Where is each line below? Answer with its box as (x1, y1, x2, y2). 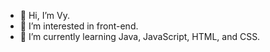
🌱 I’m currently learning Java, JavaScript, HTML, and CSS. (19, 31, 261, 42)
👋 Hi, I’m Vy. (19, 10, 70, 21)
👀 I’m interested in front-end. (19, 20, 139, 32)
